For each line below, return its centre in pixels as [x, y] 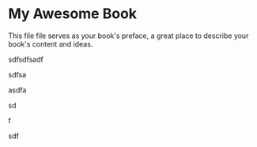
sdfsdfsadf [26, 59]
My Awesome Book [72, 14]
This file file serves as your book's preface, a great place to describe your [128, 36]
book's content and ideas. [51, 43]
